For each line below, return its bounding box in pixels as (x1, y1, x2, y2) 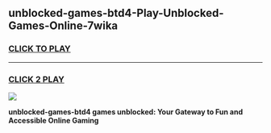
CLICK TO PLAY (8, 44, 71, 55)
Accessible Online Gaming (8, 115, 99, 125)
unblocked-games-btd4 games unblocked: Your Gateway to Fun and (8, 106, 244, 116)
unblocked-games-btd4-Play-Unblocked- (8, 6, 224, 20)
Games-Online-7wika (8, 19, 119, 33)
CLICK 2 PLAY (8, 73, 65, 85)
